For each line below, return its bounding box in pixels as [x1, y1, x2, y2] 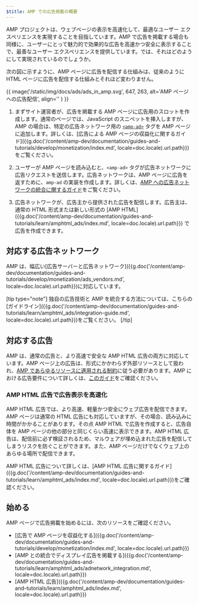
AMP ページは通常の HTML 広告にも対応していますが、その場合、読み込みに [6, 413, 192, 420]
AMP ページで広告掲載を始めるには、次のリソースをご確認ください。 [6, 519, 174, 526]
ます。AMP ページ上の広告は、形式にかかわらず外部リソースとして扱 [11, 359, 179, 367]
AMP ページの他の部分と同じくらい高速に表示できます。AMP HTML [17, 428, 183, 435]
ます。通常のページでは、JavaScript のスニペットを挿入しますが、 [25, 115, 187, 122]
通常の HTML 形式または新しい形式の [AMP [14, 205, 120, 213]
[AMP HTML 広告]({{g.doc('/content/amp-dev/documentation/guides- [14, 578, 185, 585]
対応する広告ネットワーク [6, 246, 99, 256]
